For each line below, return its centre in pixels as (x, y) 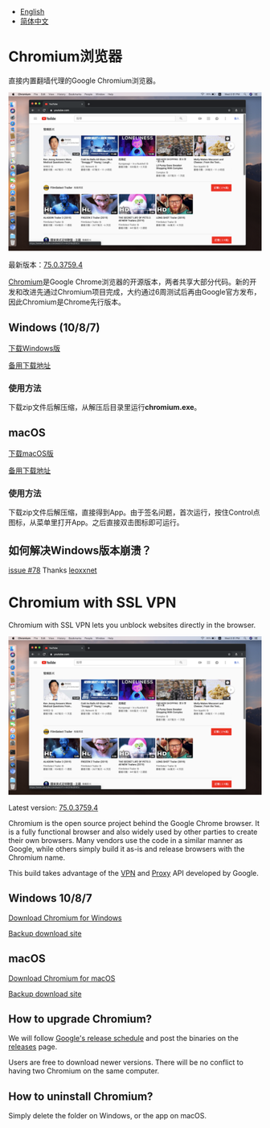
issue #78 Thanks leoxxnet (53, 570)
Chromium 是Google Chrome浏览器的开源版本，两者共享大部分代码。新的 (129, 282)
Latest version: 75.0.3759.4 (53, 808)
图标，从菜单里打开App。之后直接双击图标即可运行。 (96, 523)
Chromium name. (37, 857)
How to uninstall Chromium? (81, 1096)
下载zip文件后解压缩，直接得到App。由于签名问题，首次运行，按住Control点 (134, 512)
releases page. (33, 1047)
